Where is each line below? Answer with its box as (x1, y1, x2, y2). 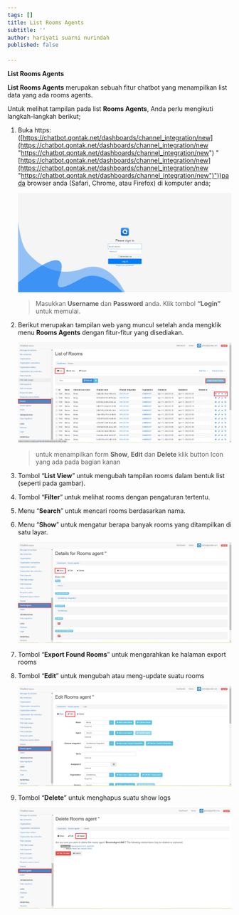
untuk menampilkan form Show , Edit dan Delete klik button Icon (35, 450, 224, 458)
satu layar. (17, 528, 48, 536)
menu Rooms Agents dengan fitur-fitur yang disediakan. (17, 328, 184, 337)
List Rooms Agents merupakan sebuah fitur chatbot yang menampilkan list (7, 83, 228, 92)
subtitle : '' (7, 26, 46, 33)
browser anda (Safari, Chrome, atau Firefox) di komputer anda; (27, 179, 211, 187)
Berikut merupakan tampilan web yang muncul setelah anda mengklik (17, 320, 222, 329)
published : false (7, 41, 59, 49)
